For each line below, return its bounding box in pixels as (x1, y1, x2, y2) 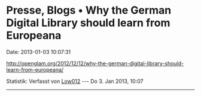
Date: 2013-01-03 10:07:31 (6, 48, 71, 55)
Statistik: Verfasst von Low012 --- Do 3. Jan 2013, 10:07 (6, 78, 144, 85)
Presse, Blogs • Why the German (6, 4, 172, 17)
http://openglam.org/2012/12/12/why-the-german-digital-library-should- (6, 60, 184, 67)
